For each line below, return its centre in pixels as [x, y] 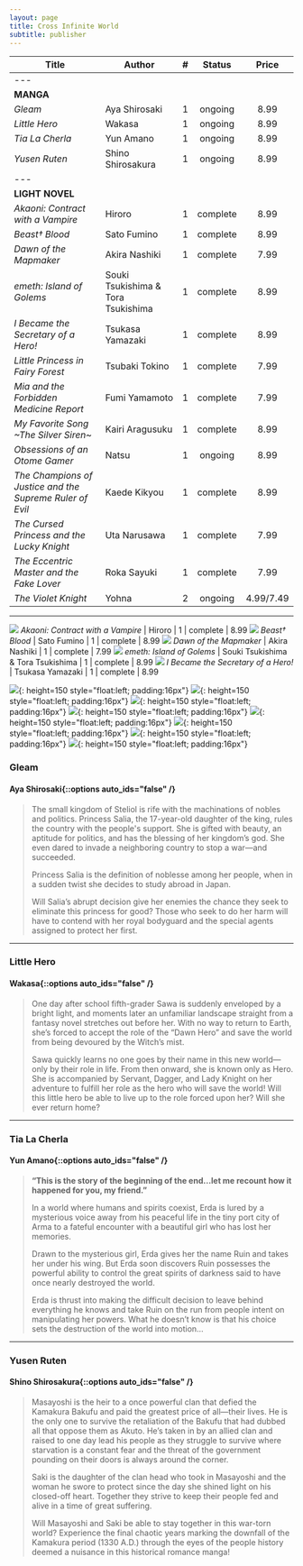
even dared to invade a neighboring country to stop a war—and [149, 847]
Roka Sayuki [131, 572]
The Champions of [53, 476]
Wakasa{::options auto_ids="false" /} [82, 984]
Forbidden [36, 398]
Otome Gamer [44, 461]
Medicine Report [49, 409]
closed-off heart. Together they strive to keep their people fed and [155, 1496]
